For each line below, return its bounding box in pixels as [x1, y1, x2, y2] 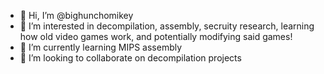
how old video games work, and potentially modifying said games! [19, 31, 293, 42]
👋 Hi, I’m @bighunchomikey [19, 10, 134, 21]
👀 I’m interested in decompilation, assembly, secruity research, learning [19, 20, 315, 32]
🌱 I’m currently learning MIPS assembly [19, 41, 183, 53]
